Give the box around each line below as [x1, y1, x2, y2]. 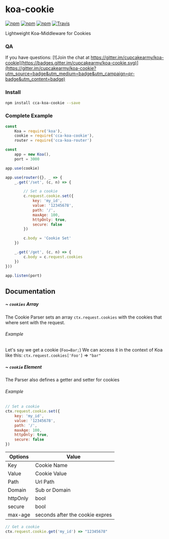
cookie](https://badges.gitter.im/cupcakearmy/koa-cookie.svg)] [5, 60, 139, 66]
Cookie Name [35, 462, 67, 469]
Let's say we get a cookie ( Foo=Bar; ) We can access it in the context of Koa [5, 347, 163, 353]
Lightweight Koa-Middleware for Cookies [5, 30, 91, 36]
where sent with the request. [5, 319, 65, 326]
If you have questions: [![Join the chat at [5, 54, 90, 60]
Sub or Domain [35, 487, 71, 494]
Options [9, 453, 29, 460]
